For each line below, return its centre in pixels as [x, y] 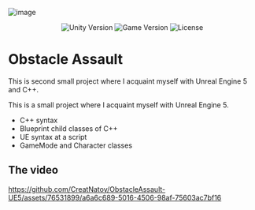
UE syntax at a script [53, 137]
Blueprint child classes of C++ [68, 128]
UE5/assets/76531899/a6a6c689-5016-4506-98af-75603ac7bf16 [115, 197]
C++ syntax [39, 120]
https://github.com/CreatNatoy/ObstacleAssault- [87, 189]
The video [33, 170]
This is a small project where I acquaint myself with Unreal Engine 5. [119, 105]
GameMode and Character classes [76, 145]
